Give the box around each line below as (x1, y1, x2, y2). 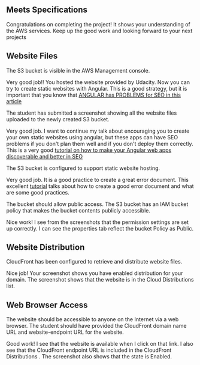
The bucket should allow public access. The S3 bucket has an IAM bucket (6, 201, 189, 208)
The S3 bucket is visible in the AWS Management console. (6, 67, 150, 74)
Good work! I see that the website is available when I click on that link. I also (6, 340, 193, 348)
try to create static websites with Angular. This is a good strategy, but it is (6, 85, 187, 92)
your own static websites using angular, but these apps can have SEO (6, 133, 178, 140)
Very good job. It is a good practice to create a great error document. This (6, 176, 189, 183)
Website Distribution (6, 243, 85, 253)
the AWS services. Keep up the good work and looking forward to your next (6, 27, 193, 34)
